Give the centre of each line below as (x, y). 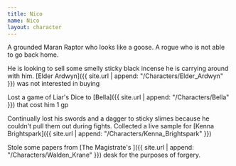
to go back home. (33, 55)
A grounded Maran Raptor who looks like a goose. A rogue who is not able (116, 48)
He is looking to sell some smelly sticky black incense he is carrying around (118, 69)
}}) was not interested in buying (54, 84)
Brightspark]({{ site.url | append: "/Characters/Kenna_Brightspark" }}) (109, 134)
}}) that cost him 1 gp (38, 105)
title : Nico (25, 14)
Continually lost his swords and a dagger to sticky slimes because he (108, 118)
